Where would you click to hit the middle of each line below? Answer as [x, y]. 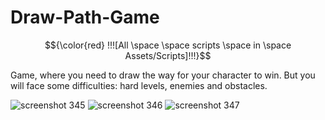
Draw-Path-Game [85, 17]
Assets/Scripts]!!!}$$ [168, 55]
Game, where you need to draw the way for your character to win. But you [163, 75]
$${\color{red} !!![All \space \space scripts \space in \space [168, 45]
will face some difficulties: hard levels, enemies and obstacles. [139, 85]
